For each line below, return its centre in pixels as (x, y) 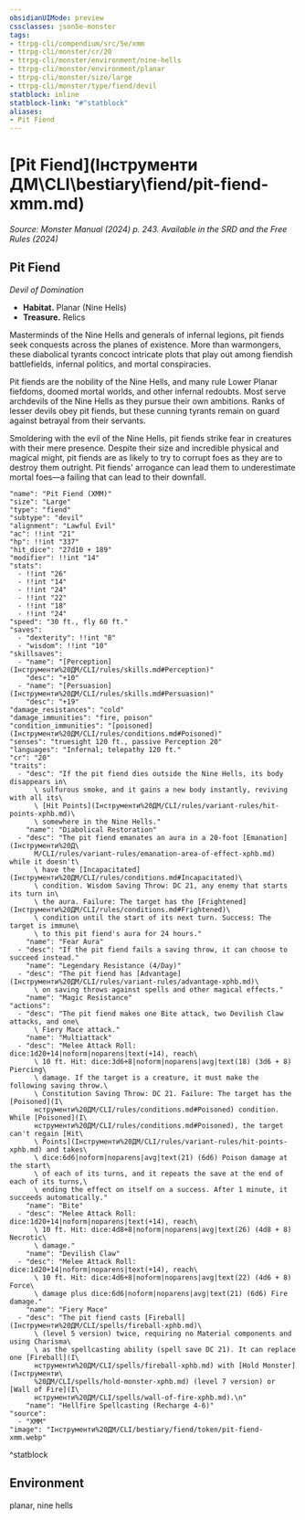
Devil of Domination (47, 290)
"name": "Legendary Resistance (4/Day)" (104, 965)
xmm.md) (47, 204)
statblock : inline (44, 94)
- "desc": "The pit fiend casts (79, 1317)
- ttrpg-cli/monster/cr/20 (61, 52)
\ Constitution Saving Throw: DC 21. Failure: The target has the (163, 1093)
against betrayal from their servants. (78, 420)
